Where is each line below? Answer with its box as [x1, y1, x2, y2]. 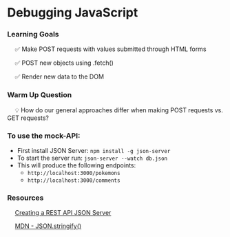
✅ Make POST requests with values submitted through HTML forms [14, 45, 207, 53]
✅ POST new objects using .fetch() [14, 59, 114, 67]
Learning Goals [7, 30, 60, 39]
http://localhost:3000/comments [27, 177, 121, 184]
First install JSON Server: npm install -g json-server [17, 147, 171, 155]
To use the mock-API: [7, 131, 81, 141]
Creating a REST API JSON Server [14, 209, 112, 217]
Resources [7, 193, 44, 203]
